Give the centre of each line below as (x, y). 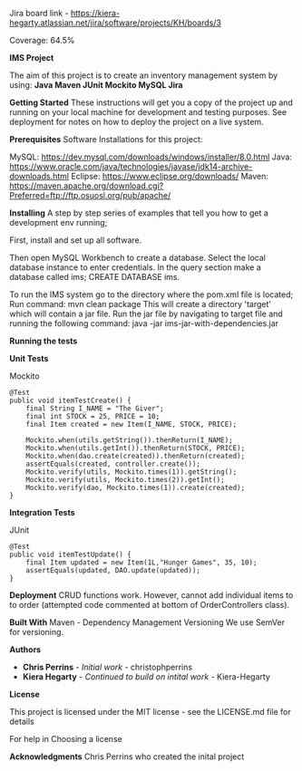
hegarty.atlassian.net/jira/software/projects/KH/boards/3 (116, 23)
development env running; (58, 222)
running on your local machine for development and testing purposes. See (148, 112)
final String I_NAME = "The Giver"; (95, 409)
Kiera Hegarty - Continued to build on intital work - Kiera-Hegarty (146, 677)
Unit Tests (29, 358)
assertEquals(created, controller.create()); (113, 464)
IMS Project (32, 58)
